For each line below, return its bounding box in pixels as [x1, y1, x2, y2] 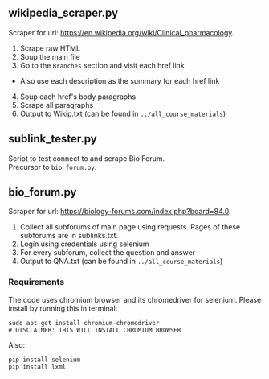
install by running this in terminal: [8, 303, 118, 313]
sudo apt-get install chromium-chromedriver [8, 319, 160, 327]
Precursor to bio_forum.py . [8, 162, 97, 171]
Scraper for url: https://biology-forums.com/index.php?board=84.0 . [8, 207, 231, 216]
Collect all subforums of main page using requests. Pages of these [19, 222, 241, 232]
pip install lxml [8, 362, 67, 371]
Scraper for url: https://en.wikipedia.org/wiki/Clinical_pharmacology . [8, 27, 234, 37]
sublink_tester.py [8, 132, 98, 146]
